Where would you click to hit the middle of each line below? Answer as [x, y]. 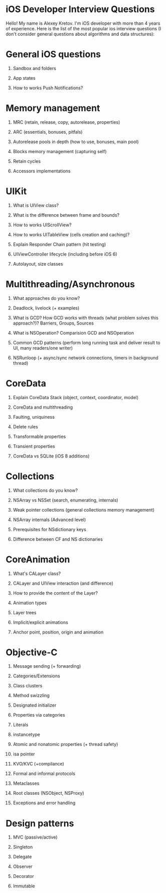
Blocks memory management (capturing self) [60, 151]
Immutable [24, 886]
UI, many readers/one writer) [43, 348]
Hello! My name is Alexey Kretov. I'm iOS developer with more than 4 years [83, 23]
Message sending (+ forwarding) [47, 666]
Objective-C [32, 652]
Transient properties [34, 446]
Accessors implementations [42, 171]
